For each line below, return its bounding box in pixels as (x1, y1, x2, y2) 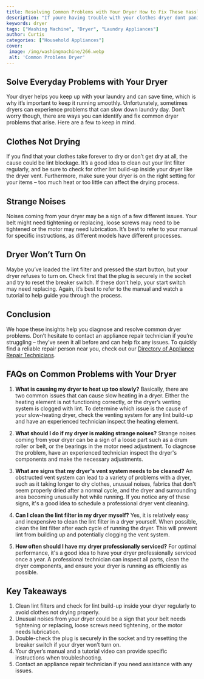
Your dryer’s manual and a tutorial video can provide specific (15, 647, 168, 655)
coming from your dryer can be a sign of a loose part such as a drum (15, 436, 188, 443)
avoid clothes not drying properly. (15, 609, 100, 616)
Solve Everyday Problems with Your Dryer (6, 77, 168, 87)
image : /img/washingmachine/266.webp (8, 49, 104, 55)
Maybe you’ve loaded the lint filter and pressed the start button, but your (6, 266, 188, 273)
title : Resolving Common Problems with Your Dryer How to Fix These (6, 9, 183, 15)
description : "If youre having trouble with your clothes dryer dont (6, 15, 186, 21)
